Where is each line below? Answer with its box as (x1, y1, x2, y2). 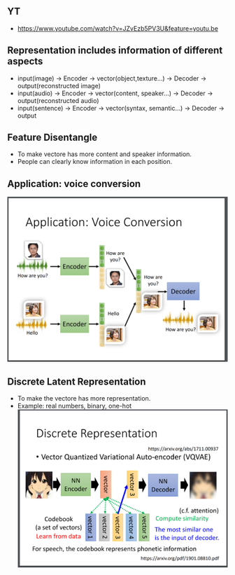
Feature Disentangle (7, 132, 98, 144)
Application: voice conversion (7, 178, 141, 190)
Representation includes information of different (7, 45, 223, 57)
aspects (7, 55, 43, 67)
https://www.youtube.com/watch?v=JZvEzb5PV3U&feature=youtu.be (17, 24, 219, 32)
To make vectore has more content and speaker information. (17, 150, 192, 158)
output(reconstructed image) (17, 81, 101, 90)
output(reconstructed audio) (17, 96, 99, 104)
